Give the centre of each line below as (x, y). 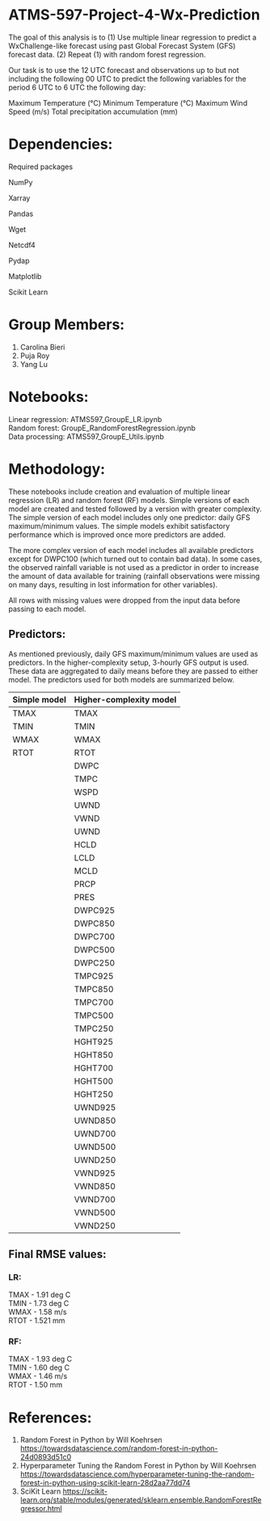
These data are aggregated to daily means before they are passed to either (133, 671)
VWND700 (95, 1199)
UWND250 (95, 1160)
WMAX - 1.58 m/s (38, 1312)
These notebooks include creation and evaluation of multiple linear (119, 492)
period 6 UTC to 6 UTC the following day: (77, 87)
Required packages (41, 167)
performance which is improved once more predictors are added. (117, 534)
